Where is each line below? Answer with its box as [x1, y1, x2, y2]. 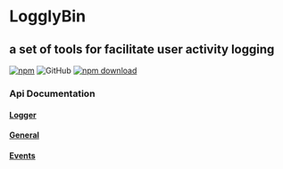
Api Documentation [9, 87, 96, 100]
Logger [9, 109, 37, 120]
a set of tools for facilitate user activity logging [9, 42, 275, 57]
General [9, 130, 40, 141]
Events [9, 149, 36, 161]
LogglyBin [9, 6, 87, 27]
